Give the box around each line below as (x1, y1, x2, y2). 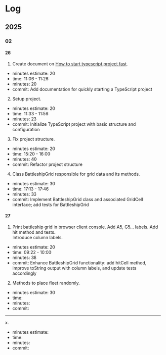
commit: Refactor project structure (12, 161, 83, 167)
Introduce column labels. (12, 234, 63, 240)
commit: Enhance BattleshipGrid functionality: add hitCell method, (12, 259, 147, 265)
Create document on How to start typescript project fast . (12, 60, 128, 67)
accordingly (12, 270, 37, 276)
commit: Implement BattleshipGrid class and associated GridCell (12, 196, 143, 202)
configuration (12, 126, 40, 132)
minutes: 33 (12, 191, 37, 197)
